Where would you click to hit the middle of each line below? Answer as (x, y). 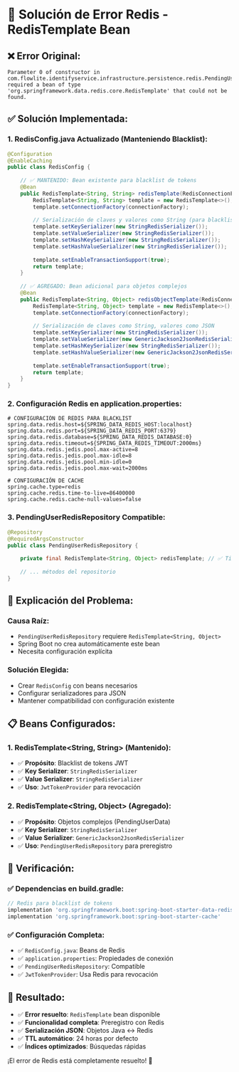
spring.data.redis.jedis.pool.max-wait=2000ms (78, 468)
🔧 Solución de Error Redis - (88, 15)
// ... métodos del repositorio (68, 572)
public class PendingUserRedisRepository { (73, 545)
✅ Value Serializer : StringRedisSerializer (80, 779)
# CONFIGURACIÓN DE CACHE (46, 481)
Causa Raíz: (28, 621)
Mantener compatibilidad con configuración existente (96, 700)
